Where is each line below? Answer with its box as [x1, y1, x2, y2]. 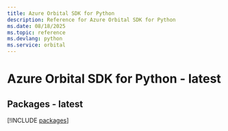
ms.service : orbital [7, 42, 66, 48]
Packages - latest [7, 98, 84, 110]
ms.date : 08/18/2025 [7, 23, 66, 29]
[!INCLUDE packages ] [7, 117, 69, 124]
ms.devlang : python [7, 35, 63, 42]
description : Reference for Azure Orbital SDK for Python [7, 16, 176, 23]
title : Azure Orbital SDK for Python [7, 10, 115, 17]
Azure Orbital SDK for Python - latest [7, 71, 221, 87]
